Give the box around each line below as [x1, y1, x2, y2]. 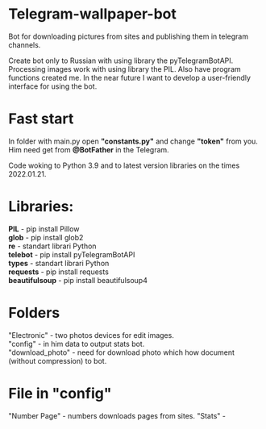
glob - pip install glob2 [8, 232, 84, 242]
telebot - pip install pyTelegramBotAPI [8, 249, 135, 259]
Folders [8, 304, 60, 322]
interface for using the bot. [8, 81, 98, 91]
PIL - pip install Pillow [8, 223, 80, 234]
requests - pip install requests [8, 267, 109, 277]
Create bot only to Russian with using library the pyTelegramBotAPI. [8, 56, 234, 65]
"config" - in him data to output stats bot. [8, 339, 145, 348]
